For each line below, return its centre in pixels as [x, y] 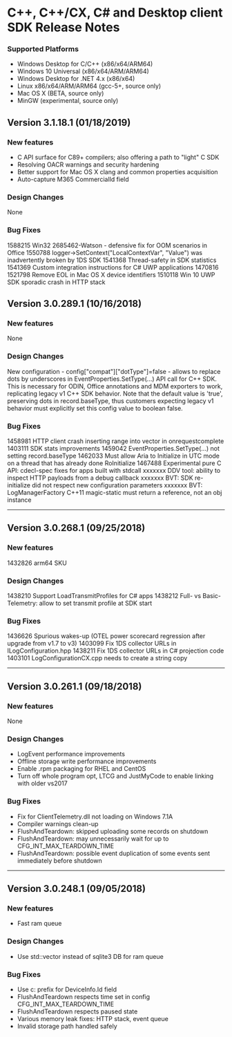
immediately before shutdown [59, 860]
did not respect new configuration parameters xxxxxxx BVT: [117, 485]
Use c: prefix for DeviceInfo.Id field [67, 989]
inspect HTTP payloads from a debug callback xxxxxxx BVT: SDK [100, 478]
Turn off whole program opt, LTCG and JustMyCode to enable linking [115, 776]
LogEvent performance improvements [71, 754]
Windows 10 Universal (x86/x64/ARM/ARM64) [83, 71]
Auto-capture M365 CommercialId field [73, 179]
